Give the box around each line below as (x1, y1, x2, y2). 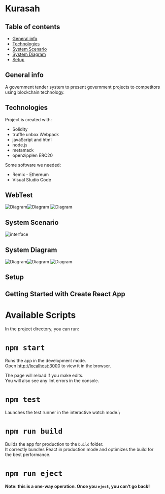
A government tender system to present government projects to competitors (5, 84, 160, 90)
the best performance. (5, 452, 51, 458)
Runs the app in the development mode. (5, 357, 86, 363)
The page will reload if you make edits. (5, 372, 84, 378)
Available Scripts (5, 310, 76, 321)
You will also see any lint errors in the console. (5, 378, 99, 384)
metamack (12, 147, 34, 153)
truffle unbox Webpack (12, 131, 59, 137)
